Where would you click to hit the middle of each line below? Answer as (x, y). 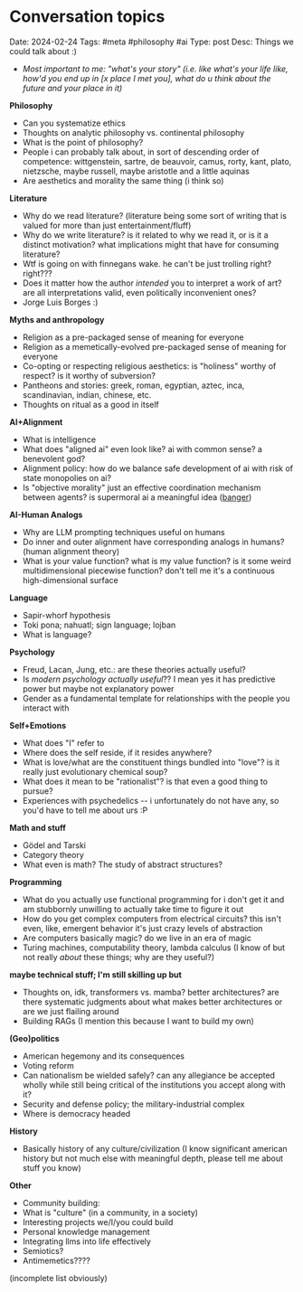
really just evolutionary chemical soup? (95, 771)
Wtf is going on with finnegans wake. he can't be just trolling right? (147, 263)
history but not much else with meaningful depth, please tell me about (152, 1158)
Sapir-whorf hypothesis (66, 615)
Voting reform (48, 1065)
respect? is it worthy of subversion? (89, 375)
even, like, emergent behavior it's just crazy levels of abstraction (142, 928)
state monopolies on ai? (66, 477)
